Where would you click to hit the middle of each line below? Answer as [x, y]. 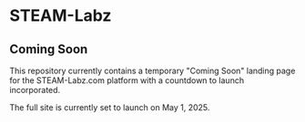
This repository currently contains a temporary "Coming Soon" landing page [152, 70]
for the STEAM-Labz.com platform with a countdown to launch [127, 80]
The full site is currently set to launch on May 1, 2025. [110, 108]
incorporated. [35, 90]
